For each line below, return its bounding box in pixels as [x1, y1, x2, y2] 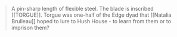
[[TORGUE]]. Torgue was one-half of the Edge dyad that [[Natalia [11, 11, 172, 18]
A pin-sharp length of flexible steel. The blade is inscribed [11, 5, 154, 12]
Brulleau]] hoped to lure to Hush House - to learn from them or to [11, 18, 171, 24]
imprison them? [11, 24, 50, 31]
